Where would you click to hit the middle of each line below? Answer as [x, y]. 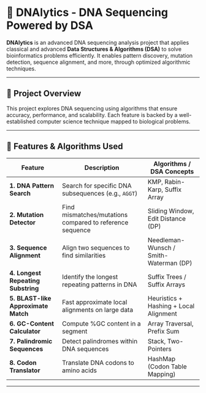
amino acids [79, 370]
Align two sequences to [96, 248]
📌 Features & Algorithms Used [65, 147]
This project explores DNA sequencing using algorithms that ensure [92, 108]
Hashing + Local [171, 306]
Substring [24, 288]
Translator [25, 370]
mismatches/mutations [95, 215]
